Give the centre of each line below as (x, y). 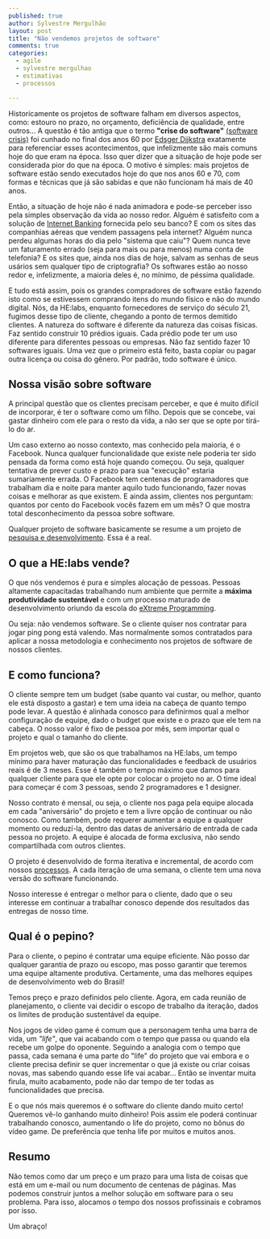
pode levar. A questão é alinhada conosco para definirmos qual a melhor (129, 711)
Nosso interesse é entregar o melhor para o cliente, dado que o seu (120, 894)
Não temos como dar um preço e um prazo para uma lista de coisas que (128, 1176)
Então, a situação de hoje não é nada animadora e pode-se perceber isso (130, 206)
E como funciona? (54, 675)
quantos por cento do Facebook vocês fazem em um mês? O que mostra (129, 505)
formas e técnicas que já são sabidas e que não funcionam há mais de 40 (131, 181)
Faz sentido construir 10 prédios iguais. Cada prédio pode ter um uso (123, 333)
